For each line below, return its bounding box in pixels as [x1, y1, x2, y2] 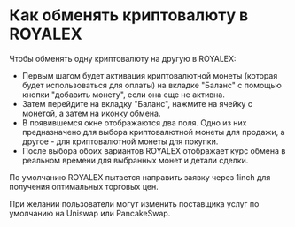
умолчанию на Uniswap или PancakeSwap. [9, 208, 171, 218]
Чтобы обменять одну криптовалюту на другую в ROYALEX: [9, 53, 237, 64]
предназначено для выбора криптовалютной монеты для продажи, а [21, 126, 285, 137]
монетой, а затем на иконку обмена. [21, 108, 161, 118]
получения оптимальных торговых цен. [9, 181, 159, 192]
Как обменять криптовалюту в [9, 5, 249, 26]
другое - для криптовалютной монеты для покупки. [21, 136, 219, 147]
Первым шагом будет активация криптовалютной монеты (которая [21, 70, 278, 80]
